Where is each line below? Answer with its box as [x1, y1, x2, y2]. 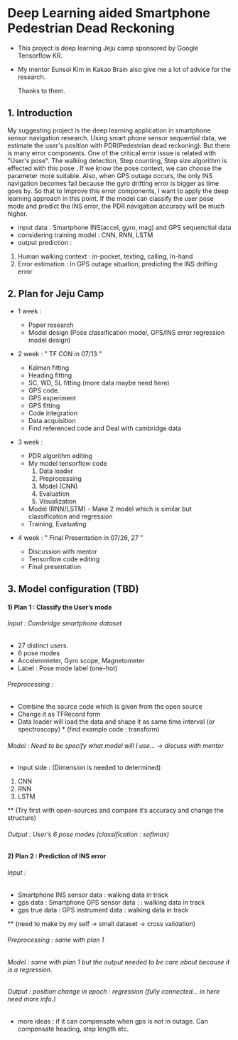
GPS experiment [28, 393, 77, 402]
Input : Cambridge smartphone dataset [7, 619, 122, 628]
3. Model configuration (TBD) [7, 583, 139, 595]
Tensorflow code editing [28, 554, 100, 563]
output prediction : [17, 238, 72, 246]
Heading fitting [28, 370, 72, 379]
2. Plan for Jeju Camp [7, 288, 104, 300]
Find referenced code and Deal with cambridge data [28, 424, 182, 432]
